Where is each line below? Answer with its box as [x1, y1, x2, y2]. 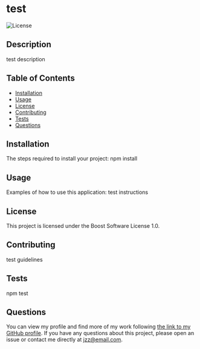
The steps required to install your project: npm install [6, 155, 138, 162]
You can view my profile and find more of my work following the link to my [6, 323, 191, 330]
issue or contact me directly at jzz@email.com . [6, 336, 123, 344]
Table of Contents [6, 73, 76, 84]
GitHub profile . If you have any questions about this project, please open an [6, 330, 195, 337]
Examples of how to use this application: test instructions [6, 188, 149, 196]
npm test [6, 290, 28, 297]
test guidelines [6, 256, 44, 263]
